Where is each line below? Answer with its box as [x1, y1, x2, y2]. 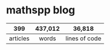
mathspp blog [6, 3, 75, 17]
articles [9, 34, 30, 42]
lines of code [65, 34, 102, 42]
